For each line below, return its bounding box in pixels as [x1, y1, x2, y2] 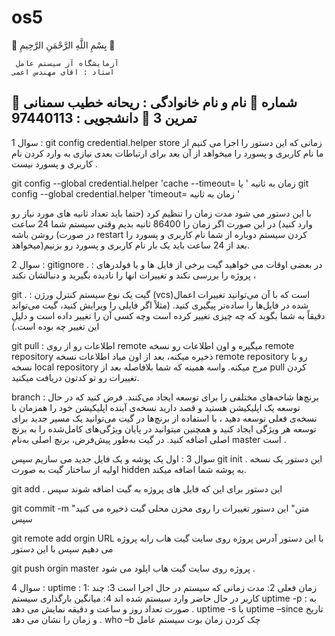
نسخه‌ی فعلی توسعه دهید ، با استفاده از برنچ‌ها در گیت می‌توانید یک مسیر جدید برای [11, 412, 318, 424]
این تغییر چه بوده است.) [11, 320, 100, 332]
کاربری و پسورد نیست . [11, 157, 98, 170]
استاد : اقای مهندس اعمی [11, 67, 115, 77]
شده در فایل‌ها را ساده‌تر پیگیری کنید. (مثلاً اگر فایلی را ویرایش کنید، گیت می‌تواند [11, 299, 309, 311]
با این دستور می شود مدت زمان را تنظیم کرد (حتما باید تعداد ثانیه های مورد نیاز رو [11, 207, 313, 219]
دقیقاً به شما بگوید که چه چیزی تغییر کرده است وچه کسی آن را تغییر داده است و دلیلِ [11, 309, 326, 321]
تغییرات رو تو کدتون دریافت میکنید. [11, 371, 140, 383]
